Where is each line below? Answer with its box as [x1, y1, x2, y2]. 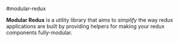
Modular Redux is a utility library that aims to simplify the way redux [6, 17, 174, 23]
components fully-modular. [6, 29, 73, 36]
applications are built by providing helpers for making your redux [6, 23, 165, 30]
